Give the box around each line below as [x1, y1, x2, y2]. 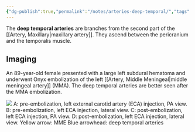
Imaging [6, 54, 37, 65]
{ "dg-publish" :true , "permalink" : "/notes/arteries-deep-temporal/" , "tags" [6, 8, 190, 15]
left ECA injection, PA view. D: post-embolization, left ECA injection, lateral [6, 113, 184, 120]
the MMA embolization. [6, 89, 63, 96]
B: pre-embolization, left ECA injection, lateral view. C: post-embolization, [6, 107, 183, 114]
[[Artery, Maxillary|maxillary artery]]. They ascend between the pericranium [6, 31, 189, 38]
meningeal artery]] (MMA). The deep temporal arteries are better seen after [6, 82, 189, 89]
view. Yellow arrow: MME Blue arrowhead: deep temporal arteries [6, 119, 164, 126]
